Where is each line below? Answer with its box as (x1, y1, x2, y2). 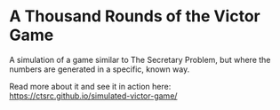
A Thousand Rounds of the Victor (9, 6, 260, 27)
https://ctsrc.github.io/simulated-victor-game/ (9, 90, 178, 101)
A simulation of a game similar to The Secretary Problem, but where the (9, 54, 271, 65)
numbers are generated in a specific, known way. (9, 64, 190, 75)
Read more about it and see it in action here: (9, 81, 172, 91)
